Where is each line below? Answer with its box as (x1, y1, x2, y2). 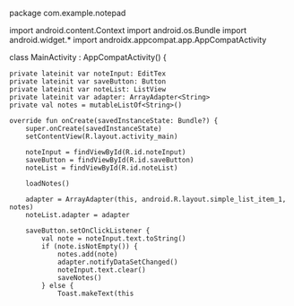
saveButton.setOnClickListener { (25, 226, 151, 235)
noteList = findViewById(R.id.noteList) (25, 163, 178, 172)
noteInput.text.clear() (56, 266, 146, 275)
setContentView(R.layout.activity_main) (25, 132, 178, 141)
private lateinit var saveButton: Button (9, 77, 167, 86)
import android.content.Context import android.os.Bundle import (9, 25, 246, 35)
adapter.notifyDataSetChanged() (56, 258, 178, 267)
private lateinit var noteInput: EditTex (9, 69, 167, 78)
